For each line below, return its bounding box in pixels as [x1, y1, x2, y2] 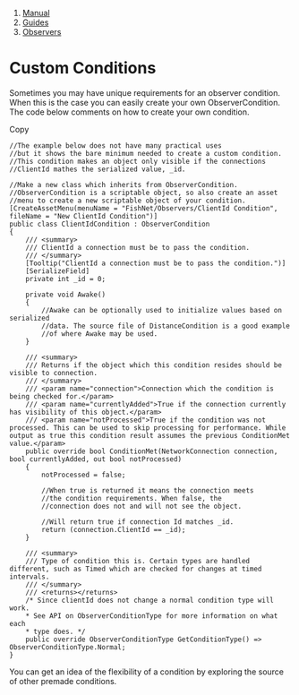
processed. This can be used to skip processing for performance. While [9, 423, 286, 433]
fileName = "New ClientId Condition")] [9, 211, 158, 220]
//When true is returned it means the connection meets [41, 485, 254, 495]
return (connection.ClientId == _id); [41, 525, 186, 534]
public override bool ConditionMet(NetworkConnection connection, [25, 447, 278, 456]
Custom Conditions [9, 58, 157, 79]
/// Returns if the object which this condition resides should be [25, 360, 282, 370]
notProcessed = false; [41, 470, 126, 479]
